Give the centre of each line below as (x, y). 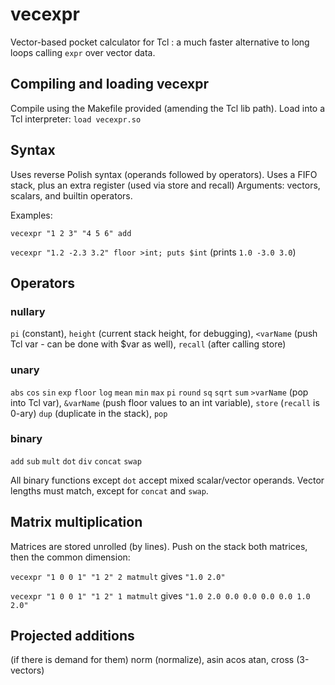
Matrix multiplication (76, 522)
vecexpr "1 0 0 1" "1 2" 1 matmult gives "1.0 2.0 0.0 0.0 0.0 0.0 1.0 (160, 595)
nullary (28, 311)
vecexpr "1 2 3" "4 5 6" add (71, 233)
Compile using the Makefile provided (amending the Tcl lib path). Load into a (168, 108)
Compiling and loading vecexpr (110, 84)
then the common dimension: (70, 557)
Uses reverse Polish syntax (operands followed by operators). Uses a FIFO (164, 174)
